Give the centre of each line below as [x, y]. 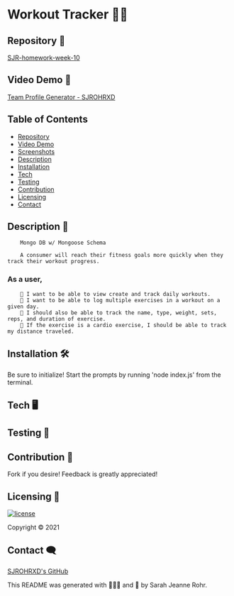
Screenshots [36, 151]
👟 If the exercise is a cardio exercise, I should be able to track [123, 325]
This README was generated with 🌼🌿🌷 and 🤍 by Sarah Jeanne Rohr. [107, 585]
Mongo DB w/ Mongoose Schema [63, 243]
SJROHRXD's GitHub [38, 571]
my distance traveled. [41, 331]
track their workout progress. [54, 262]
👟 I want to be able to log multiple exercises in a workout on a [120, 300]
